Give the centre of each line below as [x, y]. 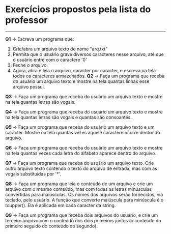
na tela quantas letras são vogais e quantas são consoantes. [69, 117]
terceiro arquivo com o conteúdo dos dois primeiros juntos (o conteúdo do [83, 220]
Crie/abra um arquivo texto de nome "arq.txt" [60, 49]
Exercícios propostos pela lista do [78, 9]
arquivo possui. [29, 86]
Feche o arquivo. [30, 65]
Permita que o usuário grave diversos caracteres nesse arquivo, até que [88, 54]
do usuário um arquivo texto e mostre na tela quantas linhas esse [81, 81]
